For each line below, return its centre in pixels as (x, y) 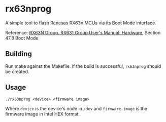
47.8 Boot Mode (22, 38)
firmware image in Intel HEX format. (43, 114)
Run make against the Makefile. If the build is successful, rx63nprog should (83, 66)
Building (19, 54)
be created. (17, 71)
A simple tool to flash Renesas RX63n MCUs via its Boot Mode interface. (81, 23)
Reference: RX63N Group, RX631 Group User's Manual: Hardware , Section (83, 32)
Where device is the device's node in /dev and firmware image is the (76, 108)
